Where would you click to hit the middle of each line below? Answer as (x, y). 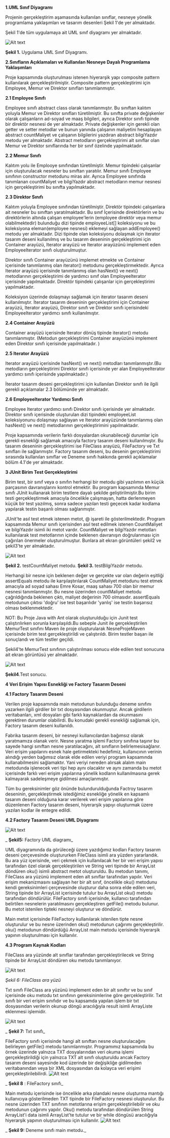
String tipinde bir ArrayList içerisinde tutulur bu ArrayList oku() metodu (79, 893)
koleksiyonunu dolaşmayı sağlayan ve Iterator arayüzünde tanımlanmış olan (84, 420)
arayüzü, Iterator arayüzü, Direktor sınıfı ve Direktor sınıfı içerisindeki (77, 308)
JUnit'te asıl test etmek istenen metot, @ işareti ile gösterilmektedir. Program (85, 519)
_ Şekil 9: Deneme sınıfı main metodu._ (46, 1130)
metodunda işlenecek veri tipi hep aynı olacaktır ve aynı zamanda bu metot (83, 768)
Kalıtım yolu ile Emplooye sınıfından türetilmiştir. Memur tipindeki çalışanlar (83, 165)
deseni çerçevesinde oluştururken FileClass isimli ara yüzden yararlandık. (82, 855)
